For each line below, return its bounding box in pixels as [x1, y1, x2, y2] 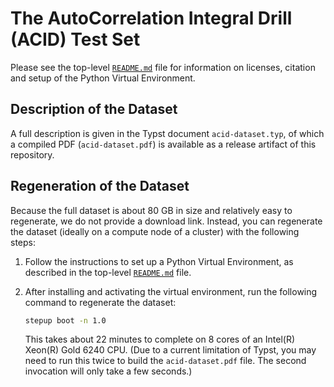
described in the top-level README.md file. [24, 266, 192, 278]
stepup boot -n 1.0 [24, 315, 107, 326]
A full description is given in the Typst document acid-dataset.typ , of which [10, 127, 325, 139]
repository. [10, 148, 55, 161]
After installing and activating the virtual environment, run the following [24, 285, 318, 297]
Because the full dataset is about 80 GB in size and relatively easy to [10, 204, 293, 216]
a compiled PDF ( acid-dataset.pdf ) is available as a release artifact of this [10, 138, 317, 150]
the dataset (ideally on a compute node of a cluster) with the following [10, 225, 300, 237]
